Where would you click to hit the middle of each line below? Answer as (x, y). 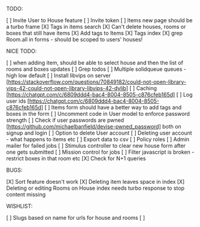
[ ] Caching (143, 88)
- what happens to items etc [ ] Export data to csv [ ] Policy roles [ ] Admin (98, 139)
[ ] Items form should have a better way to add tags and (113, 107)
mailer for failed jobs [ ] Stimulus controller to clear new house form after (96, 146)
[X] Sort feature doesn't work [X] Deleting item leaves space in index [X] (96, 182)
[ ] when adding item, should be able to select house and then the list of (95, 63)
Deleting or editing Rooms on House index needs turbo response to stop (95, 188)
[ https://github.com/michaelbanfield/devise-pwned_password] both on (94, 126)
